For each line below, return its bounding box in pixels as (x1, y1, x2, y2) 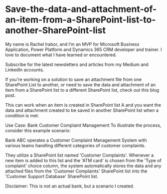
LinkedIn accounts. (5, 66, 44, 73)
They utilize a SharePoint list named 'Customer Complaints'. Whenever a (5, 152, 154, 158)
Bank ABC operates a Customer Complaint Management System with (5, 137, 147, 143)
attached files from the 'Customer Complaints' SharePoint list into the (5, 168, 148, 174)
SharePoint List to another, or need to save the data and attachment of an (5, 81, 156, 88)
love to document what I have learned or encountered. (5, 51, 117, 58)
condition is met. (5, 112, 39, 118)
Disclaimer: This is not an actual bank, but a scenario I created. (5, 183, 135, 189)
